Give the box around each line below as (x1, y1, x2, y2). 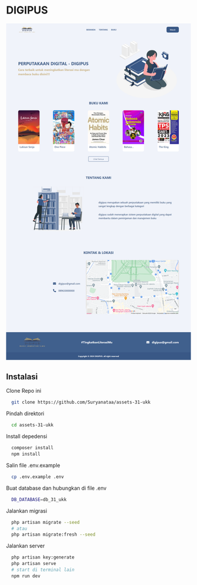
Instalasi (6, 372, 38, 382)
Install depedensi (6, 433, 47, 440)
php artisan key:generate (11, 554, 75, 560)
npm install (11, 451, 41, 457)
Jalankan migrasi (6, 507, 47, 514)
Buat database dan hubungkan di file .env (6, 484, 107, 492)
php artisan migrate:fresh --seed (11, 531, 96, 538)
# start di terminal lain (11, 567, 75, 573)
